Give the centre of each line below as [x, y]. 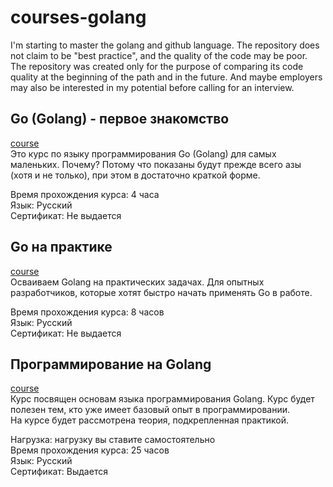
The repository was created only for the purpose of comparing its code [157, 66]
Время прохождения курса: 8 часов [87, 312]
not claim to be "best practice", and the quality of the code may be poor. [159, 55]
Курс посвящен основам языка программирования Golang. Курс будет [162, 399]
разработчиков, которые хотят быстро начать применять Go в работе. [161, 292]
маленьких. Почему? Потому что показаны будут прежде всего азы [156, 164]
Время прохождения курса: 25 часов [90, 450]
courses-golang [78, 17]
